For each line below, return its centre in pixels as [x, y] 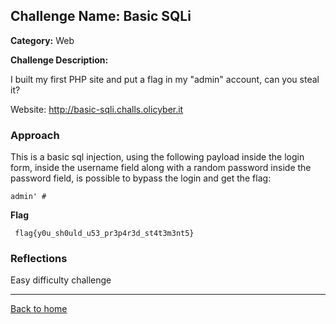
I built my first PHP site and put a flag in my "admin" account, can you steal [165, 79]
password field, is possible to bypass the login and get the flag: [141, 178]
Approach [35, 135]
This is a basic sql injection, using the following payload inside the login [157, 157]
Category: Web [42, 40]
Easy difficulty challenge [61, 280]
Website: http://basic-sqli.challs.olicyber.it [97, 109]
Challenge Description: [59, 60]
